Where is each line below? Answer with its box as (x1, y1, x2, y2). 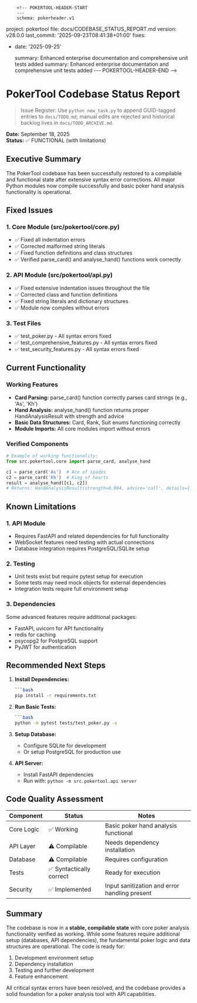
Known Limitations (6, 501, 76, 512)
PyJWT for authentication (14, 643, 76, 650)
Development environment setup (14, 954, 94, 961)
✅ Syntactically (48, 865, 91, 873)
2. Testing (6, 559, 35, 567)
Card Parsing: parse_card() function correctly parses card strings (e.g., (14, 394, 188, 401)
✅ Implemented (48, 885, 91, 893)
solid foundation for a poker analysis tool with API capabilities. (6, 991, 157, 998)
